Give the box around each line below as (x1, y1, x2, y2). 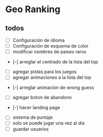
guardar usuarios (12, 126, 49, 132)
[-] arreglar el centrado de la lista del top (12, 59, 98, 65)
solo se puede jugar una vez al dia (12, 120, 85, 126)
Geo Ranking (5, 4, 61, 15)
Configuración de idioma (12, 37, 65, 43)
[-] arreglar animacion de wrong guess (12, 85, 94, 91)
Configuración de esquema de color (12, 43, 89, 49)
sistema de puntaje (12, 114, 53, 120)
